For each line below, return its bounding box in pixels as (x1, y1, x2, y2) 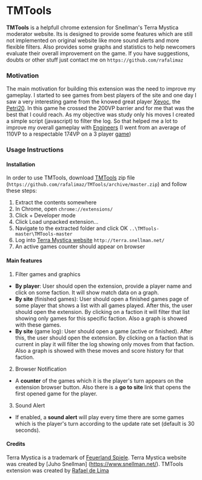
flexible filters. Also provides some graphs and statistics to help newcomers (6, 43, 195, 50)
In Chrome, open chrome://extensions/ (15, 205, 113, 213)
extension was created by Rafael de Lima (6, 467, 109, 474)
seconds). (15, 426, 41, 434)
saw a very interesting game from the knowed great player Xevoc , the (6, 98, 181, 105)
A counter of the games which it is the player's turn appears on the (15, 377, 184, 384)
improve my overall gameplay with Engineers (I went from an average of (6, 124, 186, 131)
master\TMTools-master (15, 231, 73, 237)
